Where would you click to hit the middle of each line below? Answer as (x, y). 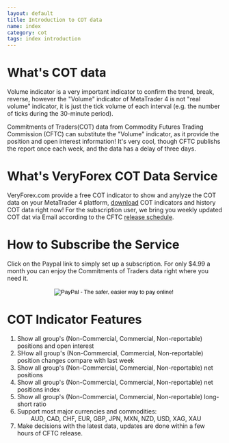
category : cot (27, 33)
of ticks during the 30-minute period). (60, 114)
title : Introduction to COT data (55, 20)
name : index (24, 26)
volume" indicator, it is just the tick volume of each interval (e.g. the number (114, 106)
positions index (38, 389)
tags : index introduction (44, 39)
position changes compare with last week (76, 360)
